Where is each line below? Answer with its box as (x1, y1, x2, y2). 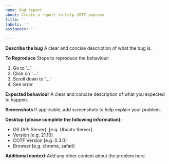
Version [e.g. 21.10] (12, 132, 53, 138)
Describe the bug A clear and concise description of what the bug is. (5, 45, 152, 51)
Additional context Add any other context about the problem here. (5, 153, 146, 159)
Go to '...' (12, 65, 32, 71)
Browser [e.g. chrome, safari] (12, 143, 75, 149)
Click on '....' (12, 70, 39, 77)
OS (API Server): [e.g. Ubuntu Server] (12, 127, 92, 133)
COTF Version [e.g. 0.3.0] (12, 137, 67, 143)
